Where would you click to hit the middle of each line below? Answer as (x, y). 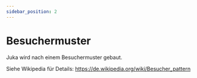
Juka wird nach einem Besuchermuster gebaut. (64, 57)
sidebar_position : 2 (32, 12)
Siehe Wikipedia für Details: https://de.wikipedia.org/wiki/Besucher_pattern (98, 69)
